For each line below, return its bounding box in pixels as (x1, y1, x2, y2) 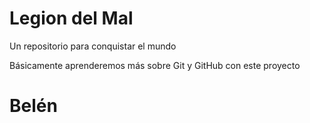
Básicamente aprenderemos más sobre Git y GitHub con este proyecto (9, 59, 301, 71)
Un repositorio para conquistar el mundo (9, 40, 177, 52)
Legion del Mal (9, 7, 134, 30)
